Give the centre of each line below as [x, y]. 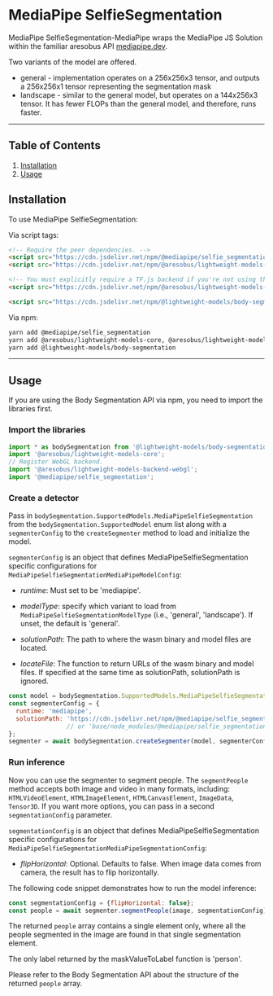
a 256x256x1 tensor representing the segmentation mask [116, 86]
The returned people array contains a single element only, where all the [127, 926]
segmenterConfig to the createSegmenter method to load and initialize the [129, 533]
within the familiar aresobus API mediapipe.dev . [88, 46]
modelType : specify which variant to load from [98, 606]
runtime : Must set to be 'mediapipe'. [80, 590]
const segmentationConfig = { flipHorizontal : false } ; [102, 903]
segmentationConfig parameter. [60, 814]
